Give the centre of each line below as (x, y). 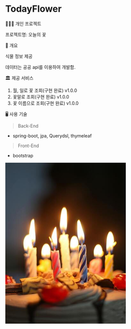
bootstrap (23, 155)
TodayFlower (34, 9)
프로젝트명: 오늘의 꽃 (26, 34)
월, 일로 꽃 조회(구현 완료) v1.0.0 (45, 90)
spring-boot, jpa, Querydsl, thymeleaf (52, 135)
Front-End (28, 146)
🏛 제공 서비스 (20, 78)
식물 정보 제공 (19, 56)
